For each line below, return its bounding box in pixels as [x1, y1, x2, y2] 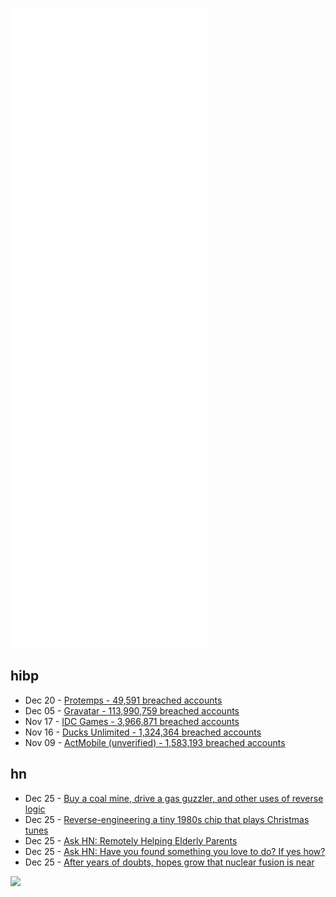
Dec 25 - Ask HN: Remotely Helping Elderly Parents [24, 834, 238, 847]
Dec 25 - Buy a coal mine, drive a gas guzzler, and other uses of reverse [24, 792, 324, 804]
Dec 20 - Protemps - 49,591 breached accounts [24, 694, 223, 706]
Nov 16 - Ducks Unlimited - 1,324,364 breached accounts [24, 726, 262, 738]
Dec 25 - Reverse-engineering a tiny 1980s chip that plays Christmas [24, 813, 310, 825]
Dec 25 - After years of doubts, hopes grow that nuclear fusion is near [24, 856, 315, 868]
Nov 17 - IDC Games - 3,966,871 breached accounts [24, 715, 240, 727]
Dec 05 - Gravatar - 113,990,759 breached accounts [24, 704, 240, 717]
